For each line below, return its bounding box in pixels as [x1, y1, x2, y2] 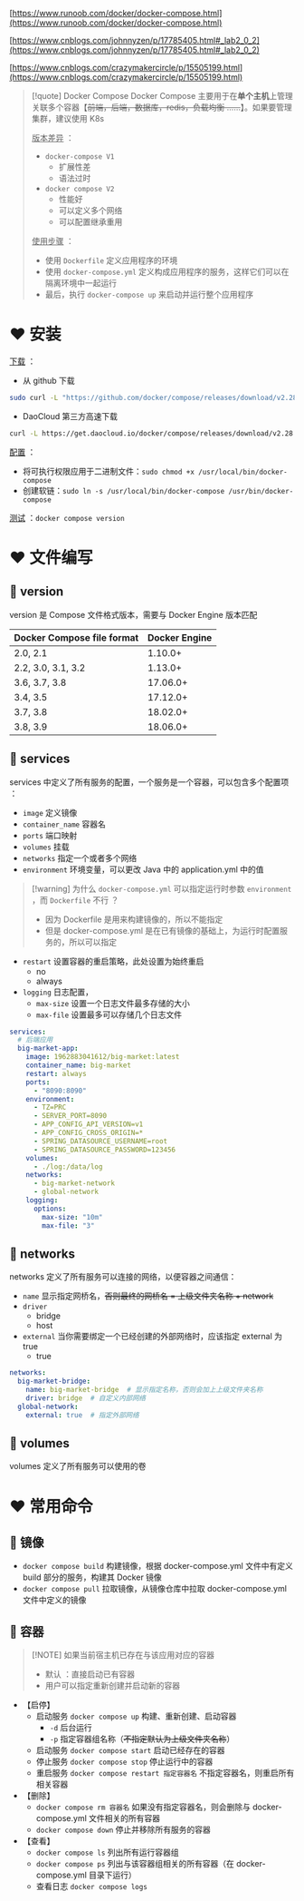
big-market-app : [17, 1044, 79, 1053]
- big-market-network [33, 1179, 116, 1188]
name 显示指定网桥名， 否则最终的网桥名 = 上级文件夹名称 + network [22, 1290, 274, 1301]
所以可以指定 [69, 936, 118, 947]
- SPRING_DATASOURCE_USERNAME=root [33, 1136, 168, 1146]
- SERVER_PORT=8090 [33, 1112, 107, 1121]
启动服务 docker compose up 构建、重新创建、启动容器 [35, 1710, 237, 1722]
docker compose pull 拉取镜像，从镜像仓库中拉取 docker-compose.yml [22, 1583, 288, 1594]
